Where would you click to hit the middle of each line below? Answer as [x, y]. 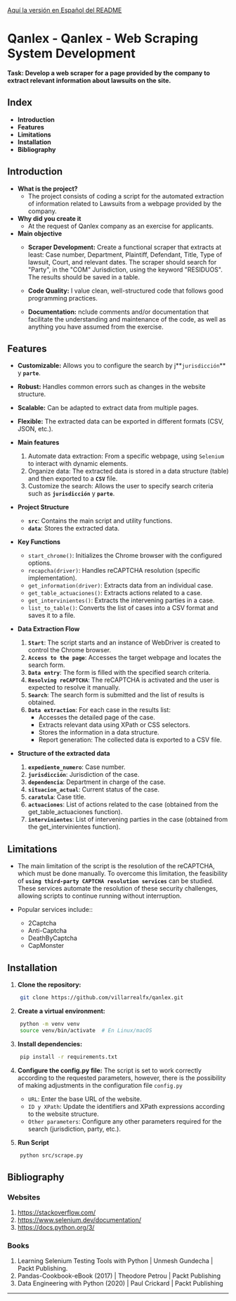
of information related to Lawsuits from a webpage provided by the [125, 203]
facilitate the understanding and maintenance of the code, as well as [127, 319]
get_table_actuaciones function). [75, 812]
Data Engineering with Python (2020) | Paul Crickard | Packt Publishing [120, 1283]
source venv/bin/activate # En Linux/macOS [86, 1030]
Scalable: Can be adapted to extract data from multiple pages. [108, 408]
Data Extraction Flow [48, 629]
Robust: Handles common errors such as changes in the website [111, 387]
